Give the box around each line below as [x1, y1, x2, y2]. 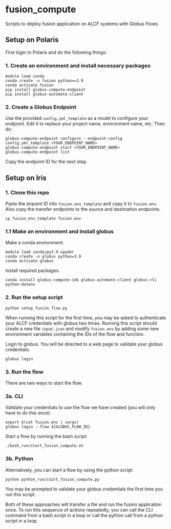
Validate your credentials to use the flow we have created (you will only [5, 405, 156, 411]
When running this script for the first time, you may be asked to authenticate [5, 315, 166, 321]
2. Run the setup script [5, 294, 63, 301]
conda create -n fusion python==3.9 [5, 78, 83, 83]
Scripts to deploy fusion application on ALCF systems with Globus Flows [5, 21, 158, 27]
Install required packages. [5, 267, 60, 273]
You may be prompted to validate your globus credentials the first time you [5, 486, 163, 492]
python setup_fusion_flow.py [5, 305, 68, 311]
